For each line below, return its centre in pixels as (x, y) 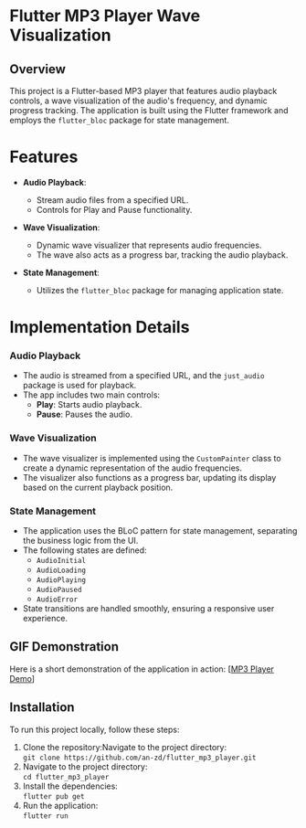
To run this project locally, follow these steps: (95, 729)
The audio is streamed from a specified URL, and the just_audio (143, 376)
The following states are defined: (85, 550)
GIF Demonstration (64, 647)
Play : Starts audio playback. (89, 405)
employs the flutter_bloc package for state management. (120, 120)
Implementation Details (100, 328)
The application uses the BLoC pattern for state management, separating (160, 531)
